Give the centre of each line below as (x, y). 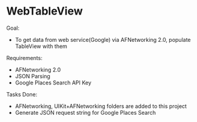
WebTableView (45, 11)
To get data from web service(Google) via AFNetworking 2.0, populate (103, 39)
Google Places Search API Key (53, 83)
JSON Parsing (32, 76)
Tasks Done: (22, 94)
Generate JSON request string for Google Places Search (85, 112)
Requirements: (24, 58)
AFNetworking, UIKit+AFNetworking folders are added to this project (101, 106)
